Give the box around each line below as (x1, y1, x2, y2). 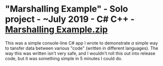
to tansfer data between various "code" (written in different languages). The (5, 45, 159, 51)
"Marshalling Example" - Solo (5, 3, 128, 15)
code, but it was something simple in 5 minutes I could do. (5, 55, 122, 61)
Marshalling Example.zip (5, 24, 108, 35)
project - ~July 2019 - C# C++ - (5, 14, 135, 25)
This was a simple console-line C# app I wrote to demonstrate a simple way (5, 40, 158, 46)
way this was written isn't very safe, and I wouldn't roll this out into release (5, 50, 156, 56)
